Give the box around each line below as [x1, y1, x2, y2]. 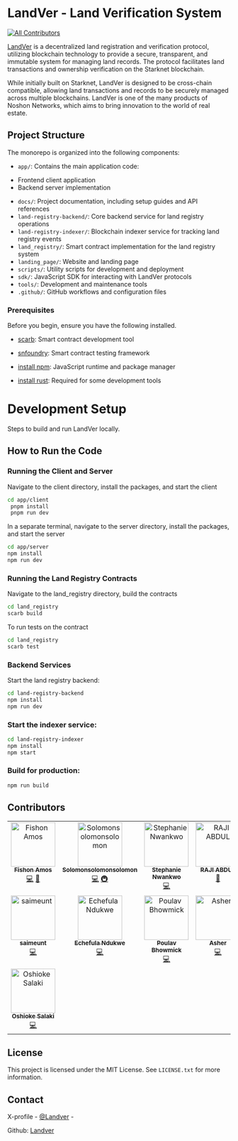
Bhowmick [151, 946, 182, 954]
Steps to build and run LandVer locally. [7, 424, 120, 433]
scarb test [7, 643, 40, 650]
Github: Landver [7, 1126, 55, 1135]
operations [17, 219, 50, 228]
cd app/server [7, 544, 50, 551]
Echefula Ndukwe [74, 939, 125, 947]
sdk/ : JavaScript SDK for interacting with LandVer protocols [17, 272, 193, 281]
